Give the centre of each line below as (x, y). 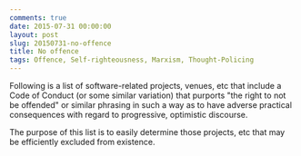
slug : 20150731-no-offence (60, 43)
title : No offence (44, 52)
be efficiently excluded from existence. (82, 142)
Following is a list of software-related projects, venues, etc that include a (145, 86)
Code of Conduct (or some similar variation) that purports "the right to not (148, 95)
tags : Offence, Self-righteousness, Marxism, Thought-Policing (132, 60)
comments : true (38, 18)
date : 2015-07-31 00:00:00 (60, 26)
